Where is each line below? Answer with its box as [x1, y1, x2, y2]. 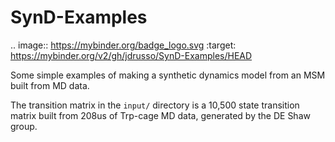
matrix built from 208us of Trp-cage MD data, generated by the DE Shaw [10, 109, 311, 121]
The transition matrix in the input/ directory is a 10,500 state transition [10, 99, 300, 111]
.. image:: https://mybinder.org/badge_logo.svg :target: [10, 39, 237, 51]
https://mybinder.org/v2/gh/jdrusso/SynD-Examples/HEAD [10, 49, 253, 61]
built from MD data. [10, 79, 90, 91]
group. [10, 120, 38, 132]
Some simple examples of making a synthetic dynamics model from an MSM [10, 69, 326, 81]
